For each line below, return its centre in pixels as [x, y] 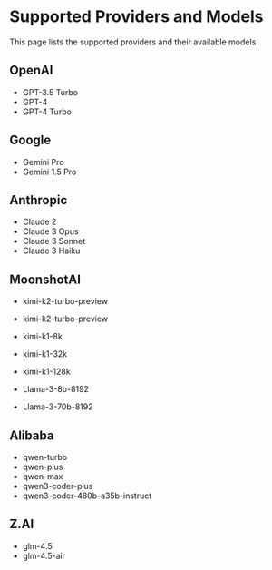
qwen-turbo [45, 457]
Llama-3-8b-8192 [55, 389]
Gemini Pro [44, 162]
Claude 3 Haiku [51, 251]
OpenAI [31, 70]
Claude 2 [39, 222]
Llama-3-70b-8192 [58, 407]
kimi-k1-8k [43, 337]
